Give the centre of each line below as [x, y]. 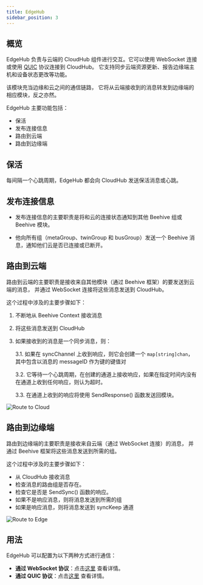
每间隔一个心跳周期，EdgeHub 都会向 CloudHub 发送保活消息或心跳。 [94, 180]
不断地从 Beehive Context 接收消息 [59, 315]
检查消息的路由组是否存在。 [50, 484]
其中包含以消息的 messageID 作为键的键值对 [71, 361]
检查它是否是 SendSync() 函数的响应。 [63, 492]
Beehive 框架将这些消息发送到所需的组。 [69, 451]
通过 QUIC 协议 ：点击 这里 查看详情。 [61, 576]
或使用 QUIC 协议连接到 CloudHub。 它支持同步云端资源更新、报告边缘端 [98, 67]
